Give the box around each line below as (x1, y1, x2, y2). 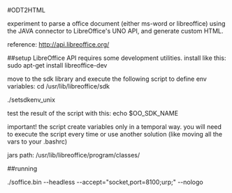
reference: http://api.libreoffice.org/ (7, 40, 110, 48)
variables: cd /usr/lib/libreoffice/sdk (7, 82, 110, 90)
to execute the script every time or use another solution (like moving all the (7, 130, 222, 138)
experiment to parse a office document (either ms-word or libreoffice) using (7, 20, 226, 27)
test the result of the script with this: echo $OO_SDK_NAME (7, 109, 179, 117)
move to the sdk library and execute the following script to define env (7, 75, 208, 83)
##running (7, 164, 38, 173)
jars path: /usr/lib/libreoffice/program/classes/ (7, 151, 140, 159)
